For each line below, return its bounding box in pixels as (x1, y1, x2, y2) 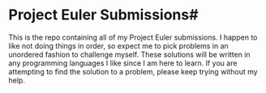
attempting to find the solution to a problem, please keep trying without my (8, 66, 258, 76)
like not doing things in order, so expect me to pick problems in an (8, 40, 229, 50)
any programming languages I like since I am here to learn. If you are (8, 58, 238, 68)
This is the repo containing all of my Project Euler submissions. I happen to (8, 32, 258, 42)
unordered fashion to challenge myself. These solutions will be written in (8, 49, 251, 59)
